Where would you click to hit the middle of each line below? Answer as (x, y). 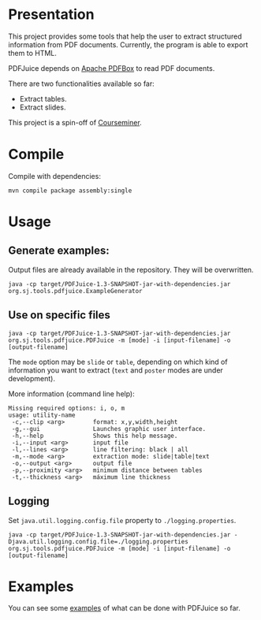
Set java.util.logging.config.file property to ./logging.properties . (122, 520)
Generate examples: (59, 251)
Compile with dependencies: (54, 176)
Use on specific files (59, 316)
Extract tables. (43, 98)
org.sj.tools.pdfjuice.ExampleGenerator (76, 291)
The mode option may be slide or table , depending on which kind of (118, 362)
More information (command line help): (72, 394)
